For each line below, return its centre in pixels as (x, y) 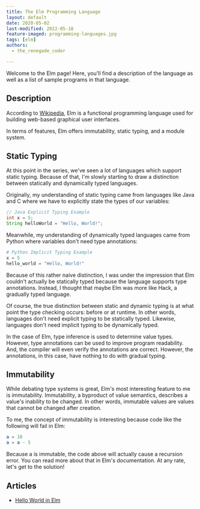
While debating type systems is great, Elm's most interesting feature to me (98, 389)
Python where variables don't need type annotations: (72, 241)
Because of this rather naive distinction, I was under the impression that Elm (100, 275)
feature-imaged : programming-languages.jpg (62, 34)
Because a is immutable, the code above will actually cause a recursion (95, 454)
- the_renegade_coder (39, 51)
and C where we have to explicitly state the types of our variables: (88, 201)
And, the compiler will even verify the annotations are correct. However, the (100, 349)
